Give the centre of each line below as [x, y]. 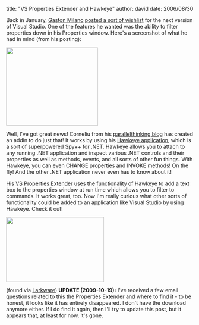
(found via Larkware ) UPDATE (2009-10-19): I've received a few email [92, 290]
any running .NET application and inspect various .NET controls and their [95, 153]
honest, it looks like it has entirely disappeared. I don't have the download [96, 303]
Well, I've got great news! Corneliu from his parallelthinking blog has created [100, 134]
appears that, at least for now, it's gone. [55, 315]
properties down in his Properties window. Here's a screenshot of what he [97, 33]
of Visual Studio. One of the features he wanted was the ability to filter [92, 26]
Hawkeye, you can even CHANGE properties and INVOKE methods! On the [97, 165]
